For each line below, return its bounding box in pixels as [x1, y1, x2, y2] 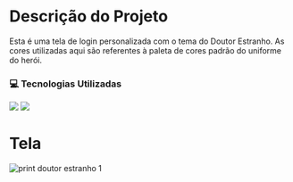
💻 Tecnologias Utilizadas [9, 78, 122, 90]
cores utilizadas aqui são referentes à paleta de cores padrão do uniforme [9, 45, 281, 55]
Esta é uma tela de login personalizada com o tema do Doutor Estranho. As [9, 36, 285, 46]
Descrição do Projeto [9, 6, 168, 27]
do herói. [9, 54, 43, 65]
